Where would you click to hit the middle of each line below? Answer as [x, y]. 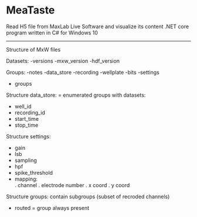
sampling [26, 160]
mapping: [26, 179]
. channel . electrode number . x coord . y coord [72, 185]
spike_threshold [34, 172]
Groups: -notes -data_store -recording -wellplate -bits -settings [83, 72]
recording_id [30, 113]
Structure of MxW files [33, 49]
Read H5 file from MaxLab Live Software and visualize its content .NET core [98, 26]
